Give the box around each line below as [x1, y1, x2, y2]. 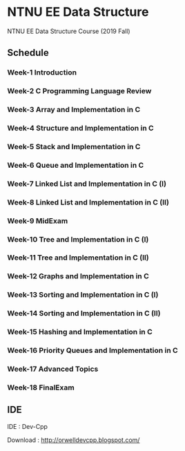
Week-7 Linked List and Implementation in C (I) [7, 179, 167, 189]
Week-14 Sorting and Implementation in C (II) [7, 309, 161, 318]
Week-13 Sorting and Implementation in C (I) [7, 290, 159, 300]
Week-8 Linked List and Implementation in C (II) [7, 198, 169, 207]
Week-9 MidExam [7, 215, 68, 225]
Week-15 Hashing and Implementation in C [7, 327, 153, 337]
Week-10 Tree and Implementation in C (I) [7, 234, 149, 244]
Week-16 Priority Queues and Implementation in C [7, 346, 178, 356]
